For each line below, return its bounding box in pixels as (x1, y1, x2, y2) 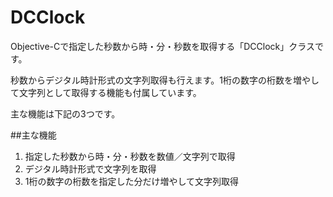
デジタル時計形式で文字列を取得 (24, 162, 157, 175)
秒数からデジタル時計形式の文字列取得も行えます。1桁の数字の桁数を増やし (10, 74, 320, 86)
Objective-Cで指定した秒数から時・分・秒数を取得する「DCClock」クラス (10, 40, 315, 52)
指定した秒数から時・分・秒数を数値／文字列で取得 (24, 150, 236, 162)
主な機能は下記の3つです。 (10, 107, 121, 120)
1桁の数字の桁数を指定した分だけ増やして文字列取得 (24, 175, 240, 187)
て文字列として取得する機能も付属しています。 (10, 86, 202, 98)
